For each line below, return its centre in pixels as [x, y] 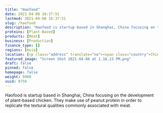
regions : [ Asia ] [21, 50]
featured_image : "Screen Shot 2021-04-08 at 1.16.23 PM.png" [68, 59]
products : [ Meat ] [23, 37]
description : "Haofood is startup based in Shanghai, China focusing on [80, 28]
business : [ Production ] [29, 41]
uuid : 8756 [16, 81]
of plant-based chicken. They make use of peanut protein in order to [73, 100]
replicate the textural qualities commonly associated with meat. [68, 105]
